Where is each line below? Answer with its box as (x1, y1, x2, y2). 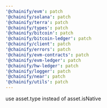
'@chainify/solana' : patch (5, 14, 71, 20)
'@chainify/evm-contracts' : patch (5, 52, 90, 58)
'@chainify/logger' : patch (5, 68, 71, 74)
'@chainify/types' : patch (5, 25, 68, 31)
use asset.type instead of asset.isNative (5, 95, 101, 102)
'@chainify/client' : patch (5, 41, 71, 47)
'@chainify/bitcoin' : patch (5, 30, 74, 36)
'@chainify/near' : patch (5, 74, 66, 79)
